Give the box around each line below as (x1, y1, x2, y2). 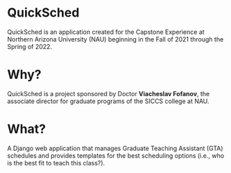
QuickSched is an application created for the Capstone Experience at (7, 28, 205, 36)
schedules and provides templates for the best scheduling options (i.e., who (7, 151, 224, 160)
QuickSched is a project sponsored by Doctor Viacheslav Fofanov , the (7, 89, 210, 98)
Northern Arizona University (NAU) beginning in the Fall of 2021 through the (7, 35, 224, 43)
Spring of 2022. (7, 42, 53, 51)
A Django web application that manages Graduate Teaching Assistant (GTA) (7, 144, 223, 152)
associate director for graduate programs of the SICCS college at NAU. (7, 97, 209, 105)
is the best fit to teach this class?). (7, 158, 105, 167)
